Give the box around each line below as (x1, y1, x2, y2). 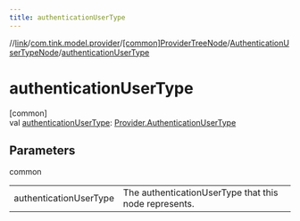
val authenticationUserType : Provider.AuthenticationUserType (9, 117, 237, 127)
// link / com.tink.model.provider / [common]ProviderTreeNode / (9, 37, 230, 48)
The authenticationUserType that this (122, 186, 279, 199)
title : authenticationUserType (9, 12, 126, 22)
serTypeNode (9, 46, 60, 58)
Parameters (9, 143, 76, 158)
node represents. (122, 198, 195, 210)
